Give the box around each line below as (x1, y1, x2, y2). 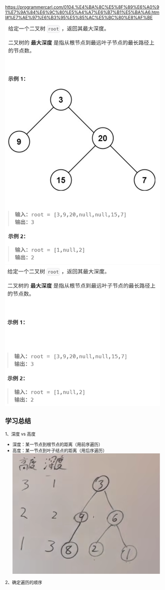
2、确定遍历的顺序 (5, 580, 43, 586)
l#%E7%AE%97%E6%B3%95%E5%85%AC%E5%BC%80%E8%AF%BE (5, 15, 153, 20)
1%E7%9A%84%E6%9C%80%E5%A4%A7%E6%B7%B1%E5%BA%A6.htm (5, 9, 160, 15)
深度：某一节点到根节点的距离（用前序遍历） (12, 441, 103, 447)
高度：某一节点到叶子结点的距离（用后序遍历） (12, 447, 107, 453)
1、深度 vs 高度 (5, 431, 36, 437)
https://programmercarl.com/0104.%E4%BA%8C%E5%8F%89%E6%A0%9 (5, 4, 160, 10)
